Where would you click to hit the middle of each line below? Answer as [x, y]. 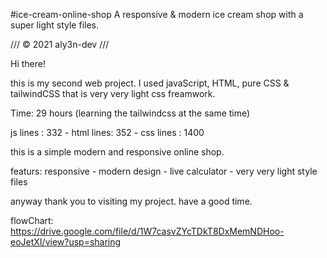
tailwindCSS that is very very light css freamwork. [113, 93]
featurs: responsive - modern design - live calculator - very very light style [164, 171]
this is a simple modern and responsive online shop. [117, 152]
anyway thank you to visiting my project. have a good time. [131, 201]
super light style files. [54, 25]
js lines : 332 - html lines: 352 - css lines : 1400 [107, 132]
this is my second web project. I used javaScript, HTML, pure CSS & [150, 83]
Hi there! [28, 63]
